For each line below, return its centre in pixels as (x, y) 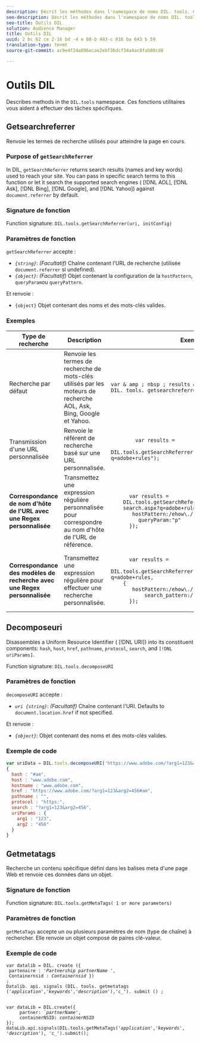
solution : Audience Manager (41, 28)
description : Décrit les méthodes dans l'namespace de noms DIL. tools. (98, 12)
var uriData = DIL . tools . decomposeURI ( (56, 764)
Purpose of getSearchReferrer (50, 157)
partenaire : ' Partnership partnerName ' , (62, 971)
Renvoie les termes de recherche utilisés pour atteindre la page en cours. (96, 141)
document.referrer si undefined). (55, 269)
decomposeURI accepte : (35, 694)
